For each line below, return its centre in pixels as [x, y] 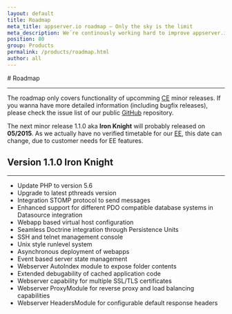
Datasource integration [50, 215]
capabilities [33, 295]
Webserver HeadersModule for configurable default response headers [117, 303]
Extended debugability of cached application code [89, 273]
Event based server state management [72, 259]
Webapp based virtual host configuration [75, 222]
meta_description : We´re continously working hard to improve [98, 33]
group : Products [30, 46]
